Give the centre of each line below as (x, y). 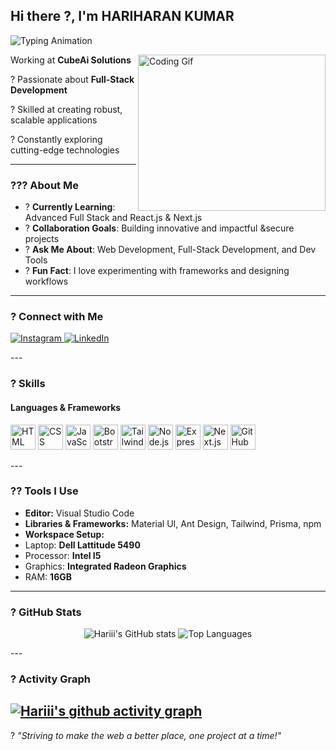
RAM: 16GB (48, 576)
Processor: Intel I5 (63, 555)
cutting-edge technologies (65, 150)
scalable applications (54, 120)
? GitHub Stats (46, 612)
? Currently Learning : (70, 207)
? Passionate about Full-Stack (72, 79)
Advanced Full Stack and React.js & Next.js (113, 218)
